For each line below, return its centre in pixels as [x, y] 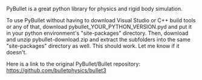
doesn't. [17, 52]
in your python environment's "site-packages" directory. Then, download [97, 33]
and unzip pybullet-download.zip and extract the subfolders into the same [98, 39]
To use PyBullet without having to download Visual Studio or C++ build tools [101, 20]
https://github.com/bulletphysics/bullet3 [57, 70]
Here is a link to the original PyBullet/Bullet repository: [73, 64]
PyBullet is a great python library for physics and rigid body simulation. [94, 9]
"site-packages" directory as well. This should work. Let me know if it [93, 46]
